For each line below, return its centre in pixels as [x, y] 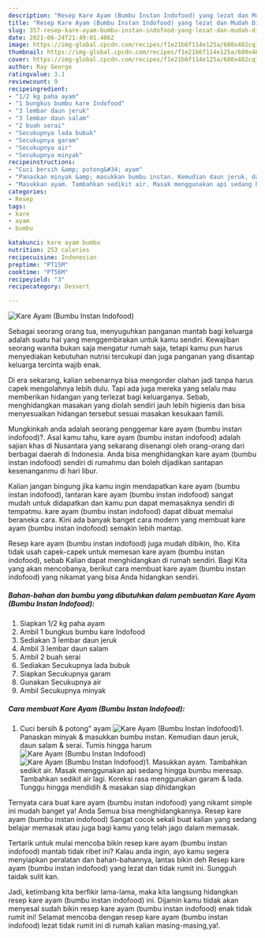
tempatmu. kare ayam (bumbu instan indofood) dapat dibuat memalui [121, 512]
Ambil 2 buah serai [50, 657]
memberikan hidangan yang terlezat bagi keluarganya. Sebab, [109, 397]
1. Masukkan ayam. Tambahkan [196, 762]
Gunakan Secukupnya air [60, 682]
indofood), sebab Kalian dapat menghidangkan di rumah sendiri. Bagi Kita [128, 561]
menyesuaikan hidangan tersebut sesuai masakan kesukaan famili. [116, 414]
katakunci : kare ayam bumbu [54, 243]
